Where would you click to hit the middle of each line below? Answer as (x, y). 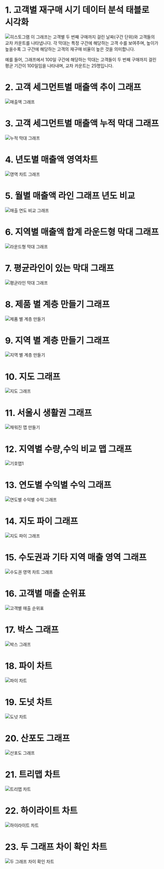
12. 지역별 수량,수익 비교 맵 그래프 (69, 449)
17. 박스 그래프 (32, 630)
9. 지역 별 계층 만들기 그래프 (57, 340)
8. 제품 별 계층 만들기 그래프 (57, 304)
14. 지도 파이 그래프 (41, 521)
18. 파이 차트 (29, 666)
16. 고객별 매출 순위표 (45, 594)
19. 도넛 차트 (29, 702)
